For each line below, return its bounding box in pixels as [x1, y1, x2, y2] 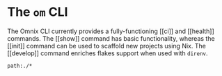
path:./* [7, 62, 33, 69]
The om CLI [7, 4, 68, 20]
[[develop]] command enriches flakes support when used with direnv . [7, 49, 208, 57]
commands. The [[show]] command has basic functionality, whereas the [7, 34, 215, 42]
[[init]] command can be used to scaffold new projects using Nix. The [7, 41, 207, 50]
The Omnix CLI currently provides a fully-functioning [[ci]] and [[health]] [7, 27, 214, 35]
